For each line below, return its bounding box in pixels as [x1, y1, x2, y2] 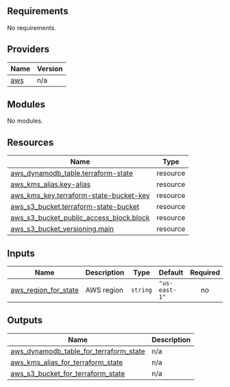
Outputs [7, 314, 43, 326]
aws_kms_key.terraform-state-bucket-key [10, 191, 151, 201]
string [131, 286, 153, 294]
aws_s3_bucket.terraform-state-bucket [10, 202, 140, 212]
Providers [7, 44, 50, 55]
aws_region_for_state [10, 286, 79, 295]
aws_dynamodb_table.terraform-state [10, 168, 133, 178]
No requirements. [7, 23, 57, 32]
